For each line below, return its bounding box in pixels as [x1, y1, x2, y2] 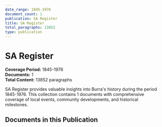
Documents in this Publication [5, 116, 98, 124]
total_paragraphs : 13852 [5, 25, 55, 30]
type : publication [5, 30, 42, 34]
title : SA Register [5, 20, 45, 26]
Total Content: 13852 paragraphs [5, 77, 72, 82]
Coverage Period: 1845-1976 [5, 66, 63, 72]
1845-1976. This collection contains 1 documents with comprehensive [5, 91, 144, 97]
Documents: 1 [5, 71, 34, 78]
